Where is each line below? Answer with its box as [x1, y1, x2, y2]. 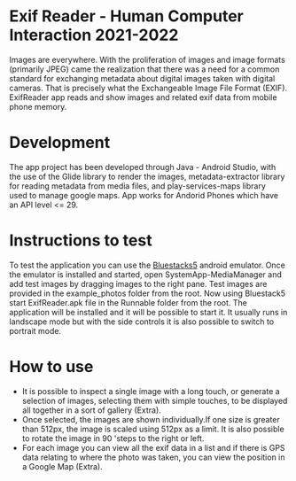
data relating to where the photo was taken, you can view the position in [21, 452, 285, 462]
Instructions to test [9, 230, 152, 251]
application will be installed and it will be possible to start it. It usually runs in [9, 306, 288, 317]
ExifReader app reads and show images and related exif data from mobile [9, 91, 277, 103]
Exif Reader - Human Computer [9, 6, 244, 27]
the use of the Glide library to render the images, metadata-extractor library [9, 171, 285, 182]
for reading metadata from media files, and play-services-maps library [9, 180, 266, 191]
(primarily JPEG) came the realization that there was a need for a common [9, 64, 280, 74]
